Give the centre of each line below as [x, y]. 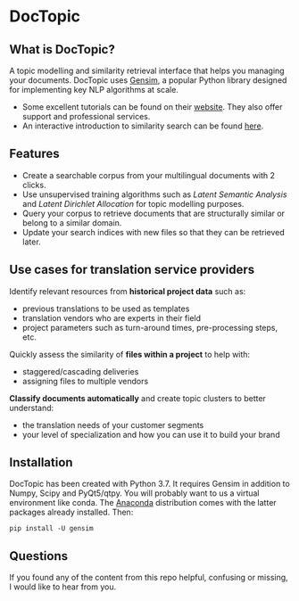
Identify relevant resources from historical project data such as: [128, 291]
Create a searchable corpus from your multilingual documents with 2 [148, 175]
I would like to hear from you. [63, 587]
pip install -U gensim [51, 529]
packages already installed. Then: [71, 512]
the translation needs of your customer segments [113, 424]
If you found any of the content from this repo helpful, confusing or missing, [149, 578]
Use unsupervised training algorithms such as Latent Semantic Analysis [154, 194]
